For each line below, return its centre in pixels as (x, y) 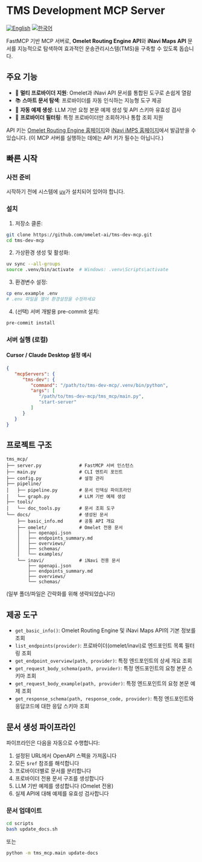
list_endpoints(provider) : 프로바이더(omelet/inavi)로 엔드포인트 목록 (99, 646)
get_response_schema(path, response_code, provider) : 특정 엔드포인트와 (104, 699)
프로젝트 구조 (29, 445)
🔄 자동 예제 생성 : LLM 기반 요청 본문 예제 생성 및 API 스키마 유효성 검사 (98, 110)
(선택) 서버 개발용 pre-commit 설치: (57, 311)
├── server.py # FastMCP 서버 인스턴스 (70, 466)
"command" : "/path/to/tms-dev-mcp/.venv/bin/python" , (99, 385)
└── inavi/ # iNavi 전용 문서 (69, 561)
